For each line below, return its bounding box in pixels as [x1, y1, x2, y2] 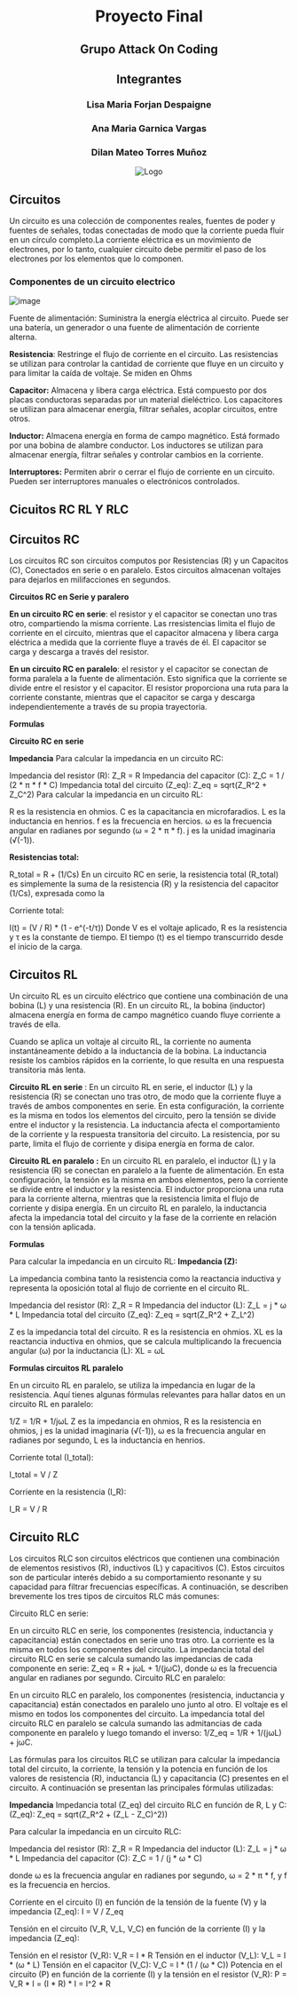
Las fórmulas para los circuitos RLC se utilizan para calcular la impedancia [9, 1754, 281, 1765]
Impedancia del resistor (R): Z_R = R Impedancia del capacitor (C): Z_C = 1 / [9, 770, 285, 781]
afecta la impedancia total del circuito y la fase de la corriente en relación [9, 1213, 278, 1223]
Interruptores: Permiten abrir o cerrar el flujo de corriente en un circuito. [9, 466, 275, 477]
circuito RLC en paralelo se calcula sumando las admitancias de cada [9, 1718, 263, 1729]
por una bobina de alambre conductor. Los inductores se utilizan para [9, 440, 263, 450]
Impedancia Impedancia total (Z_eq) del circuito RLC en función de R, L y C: [9, 1800, 287, 1810]
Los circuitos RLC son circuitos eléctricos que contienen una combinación [9, 1553, 280, 1564]
